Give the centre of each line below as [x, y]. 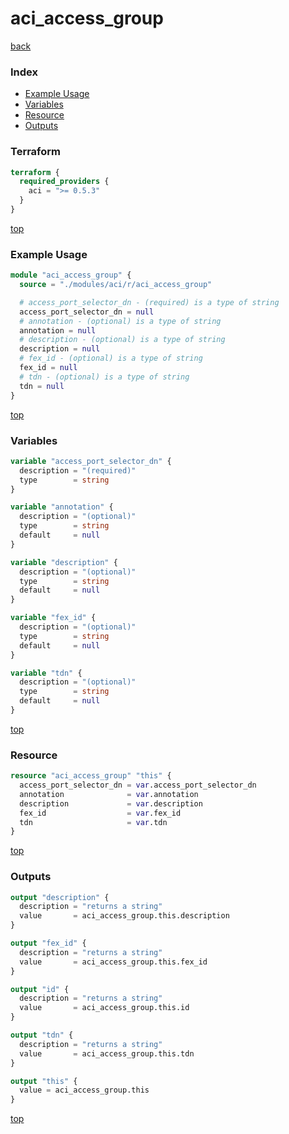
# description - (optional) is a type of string [122, 340]
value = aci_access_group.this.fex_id [113, 962]
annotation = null [58, 330]
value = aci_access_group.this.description [124, 916]
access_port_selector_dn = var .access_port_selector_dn [138, 785]
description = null [60, 349]
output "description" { [60, 897]
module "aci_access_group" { [71, 275]
